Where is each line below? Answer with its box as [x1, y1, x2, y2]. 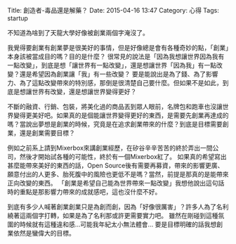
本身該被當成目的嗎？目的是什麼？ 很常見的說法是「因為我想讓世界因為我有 [7, 52, 225, 60]
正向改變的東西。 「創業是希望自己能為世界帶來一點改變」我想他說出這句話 [7, 179, 225, 187]
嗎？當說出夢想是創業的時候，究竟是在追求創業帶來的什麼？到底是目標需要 [7, 120, 223, 128]
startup [7, 14, 28, 23]
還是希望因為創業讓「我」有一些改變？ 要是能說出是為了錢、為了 [19, 70, 206, 78]
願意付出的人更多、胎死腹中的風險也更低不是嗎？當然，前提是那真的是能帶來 [7, 170, 229, 178]
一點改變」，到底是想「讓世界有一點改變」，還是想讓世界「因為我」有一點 [7, 61, 216, 69]
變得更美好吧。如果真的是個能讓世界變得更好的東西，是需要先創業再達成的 [13, 111, 229, 120]
